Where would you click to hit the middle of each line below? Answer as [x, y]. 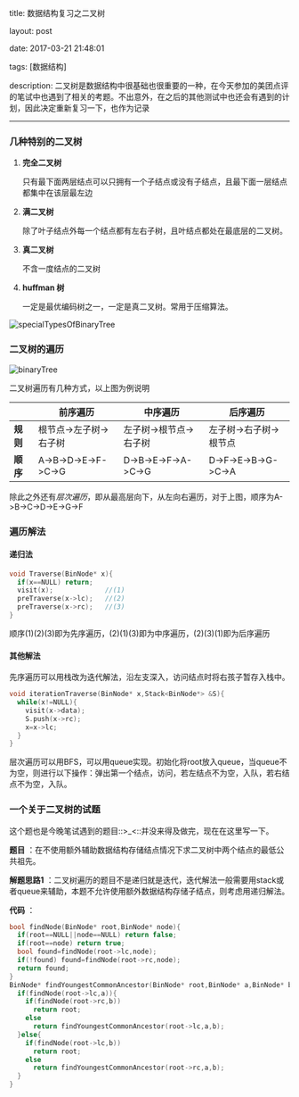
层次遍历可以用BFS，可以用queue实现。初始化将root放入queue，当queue [145, 762]
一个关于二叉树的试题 [55, 810]
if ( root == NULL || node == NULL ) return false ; [97, 935]
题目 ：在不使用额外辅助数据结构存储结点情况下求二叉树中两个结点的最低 [143, 850]
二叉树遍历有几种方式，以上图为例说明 [79, 387]
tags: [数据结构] [38, 66]
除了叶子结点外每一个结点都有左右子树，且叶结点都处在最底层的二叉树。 [154, 231]
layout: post [31, 31]
